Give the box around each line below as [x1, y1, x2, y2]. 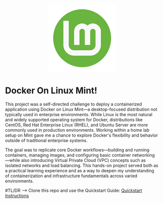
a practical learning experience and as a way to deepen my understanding [5, 167, 155, 173]
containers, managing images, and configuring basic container [5, 152, 131, 158]
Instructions [5, 192, 29, 199]
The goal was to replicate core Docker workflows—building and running [5, 147, 150, 153]
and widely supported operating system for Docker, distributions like [5, 117, 143, 122]
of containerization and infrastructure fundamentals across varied [5, 173, 138, 179]
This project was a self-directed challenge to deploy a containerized [5, 101, 143, 107]
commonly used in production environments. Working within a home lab [5, 127, 150, 133]
